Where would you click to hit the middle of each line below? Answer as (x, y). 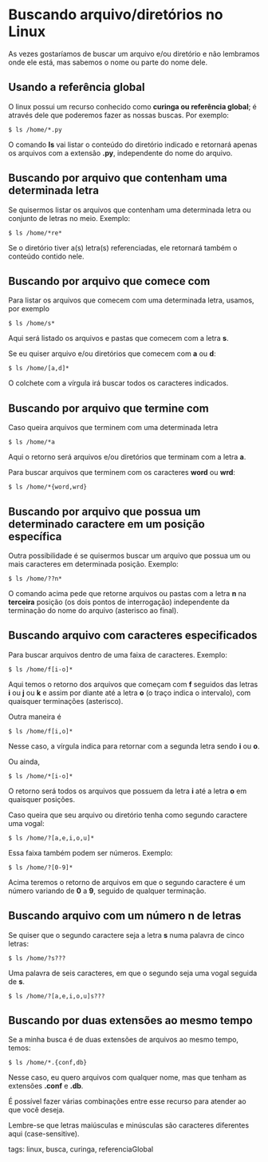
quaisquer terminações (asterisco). (66, 701)
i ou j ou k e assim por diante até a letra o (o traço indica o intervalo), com (130, 693)
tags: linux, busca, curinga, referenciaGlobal (81, 1149)
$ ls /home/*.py (35, 129)
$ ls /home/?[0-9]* (41, 868)
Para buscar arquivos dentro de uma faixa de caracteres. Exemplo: (118, 654)
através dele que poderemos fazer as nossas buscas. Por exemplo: (119, 115)
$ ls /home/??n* (35, 579)
